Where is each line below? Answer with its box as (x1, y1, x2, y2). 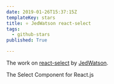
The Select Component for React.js (6, 71, 94, 78)
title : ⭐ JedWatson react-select (6, 20, 92, 26)
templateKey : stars (6, 15, 56, 21)
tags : (6, 26, 20, 32)
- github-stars (12, 32, 50, 38)
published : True (6, 37, 47, 43)
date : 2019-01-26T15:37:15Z (6, 9, 78, 15)
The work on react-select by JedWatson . (6, 59, 109, 66)
